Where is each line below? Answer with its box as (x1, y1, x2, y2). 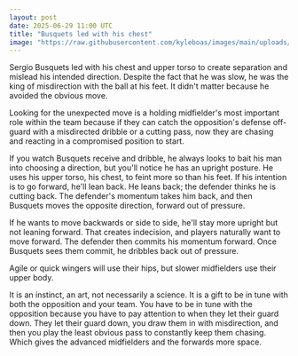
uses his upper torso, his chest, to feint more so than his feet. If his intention (9, 172, 287, 183)
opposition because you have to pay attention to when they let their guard (9, 308, 279, 320)
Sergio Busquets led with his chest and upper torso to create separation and (9, 62, 288, 73)
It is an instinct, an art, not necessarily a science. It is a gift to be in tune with (9, 289, 288, 300)
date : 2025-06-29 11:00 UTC (9, 21, 114, 30)
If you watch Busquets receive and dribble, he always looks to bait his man (9, 153, 282, 164)
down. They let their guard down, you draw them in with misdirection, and (9, 318, 279, 328)
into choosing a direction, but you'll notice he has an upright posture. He (9, 162, 273, 173)
